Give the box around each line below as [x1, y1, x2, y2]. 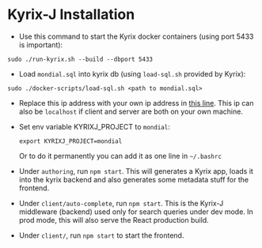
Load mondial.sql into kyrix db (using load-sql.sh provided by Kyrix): [18, 69, 246, 78]
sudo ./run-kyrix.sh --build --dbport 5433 [7, 55, 154, 63]
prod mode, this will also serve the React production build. [18, 215, 209, 224]
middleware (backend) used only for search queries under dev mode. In [18, 207, 254, 216]
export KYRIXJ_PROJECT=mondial [18, 137, 123, 145]
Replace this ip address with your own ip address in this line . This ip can [18, 98, 254, 107]
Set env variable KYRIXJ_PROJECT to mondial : [18, 122, 171, 131]
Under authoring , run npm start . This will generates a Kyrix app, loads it [18, 166, 254, 175]
